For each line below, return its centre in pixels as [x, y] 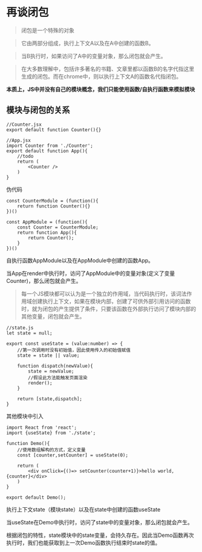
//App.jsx [19, 140]
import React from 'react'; [42, 427]
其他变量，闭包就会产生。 [53, 316]
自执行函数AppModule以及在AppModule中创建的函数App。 [80, 260]
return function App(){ [47, 232]
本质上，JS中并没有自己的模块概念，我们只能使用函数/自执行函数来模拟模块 [101, 89]
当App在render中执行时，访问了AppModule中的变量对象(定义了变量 [91, 273]
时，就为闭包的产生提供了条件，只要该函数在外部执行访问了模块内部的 [109, 308]
